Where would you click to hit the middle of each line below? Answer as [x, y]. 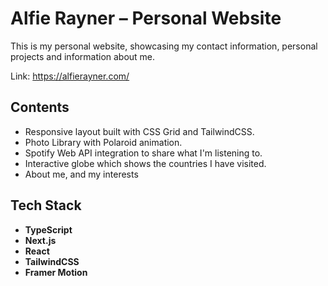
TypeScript [48, 229]
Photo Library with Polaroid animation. [103, 142]
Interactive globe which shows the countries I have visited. [145, 163]
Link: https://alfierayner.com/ [70, 76]
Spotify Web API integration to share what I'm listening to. [143, 153]
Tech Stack [46, 205]
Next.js [40, 240]
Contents [40, 107]
